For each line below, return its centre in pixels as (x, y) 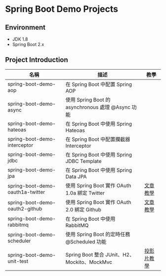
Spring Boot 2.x (28, 44)
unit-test (18, 261)
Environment (25, 27)
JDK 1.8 (20, 39)
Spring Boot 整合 (85, 254)
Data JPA (76, 176)
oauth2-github (25, 208)
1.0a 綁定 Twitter (85, 193)
